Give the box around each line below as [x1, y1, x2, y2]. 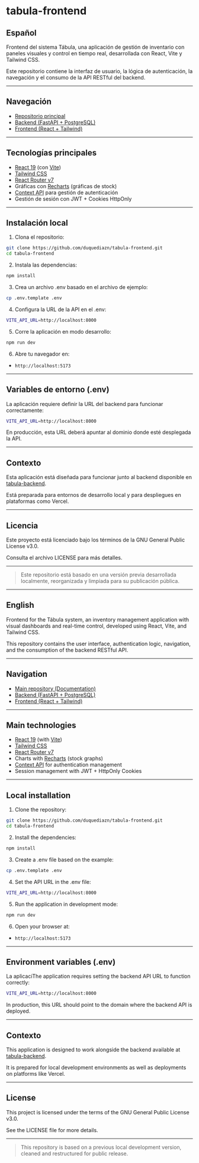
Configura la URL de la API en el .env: [14, 306, 107, 313]
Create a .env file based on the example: [14, 856, 114, 863]
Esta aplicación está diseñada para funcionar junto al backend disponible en [6, 474, 192, 481]
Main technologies [6, 720, 76, 731]
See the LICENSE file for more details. [6, 1126, 99, 1133]
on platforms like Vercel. [6, 1070, 65, 1077]
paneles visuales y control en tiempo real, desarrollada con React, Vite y [6, 50, 182, 57]
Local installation [6, 790, 71, 800]
